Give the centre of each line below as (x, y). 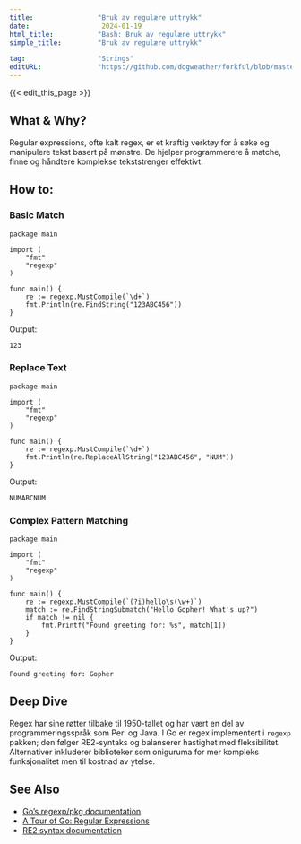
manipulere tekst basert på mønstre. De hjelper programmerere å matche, (146, 152)
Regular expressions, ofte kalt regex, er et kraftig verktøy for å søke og (140, 142)
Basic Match (37, 215)
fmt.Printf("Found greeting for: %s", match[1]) (134, 626)
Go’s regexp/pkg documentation (82, 811)
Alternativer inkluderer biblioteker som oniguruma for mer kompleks (134, 752)
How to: (31, 190)
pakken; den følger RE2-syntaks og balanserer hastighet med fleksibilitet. (145, 742)
